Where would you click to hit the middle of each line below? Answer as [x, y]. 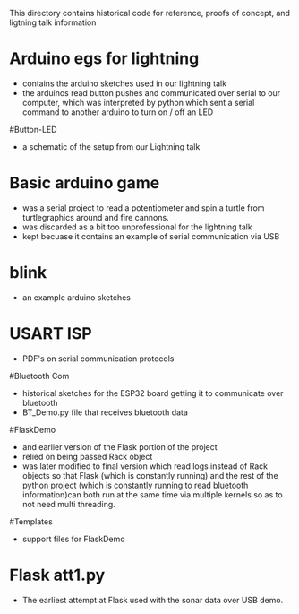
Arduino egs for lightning [104, 59]
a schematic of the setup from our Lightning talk [111, 146]
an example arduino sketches [77, 297]
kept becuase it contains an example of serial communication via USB [151, 236]
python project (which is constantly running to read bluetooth [135, 485]
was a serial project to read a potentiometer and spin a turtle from [143, 208]
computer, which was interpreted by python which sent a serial [138, 102]
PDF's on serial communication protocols [98, 359]
